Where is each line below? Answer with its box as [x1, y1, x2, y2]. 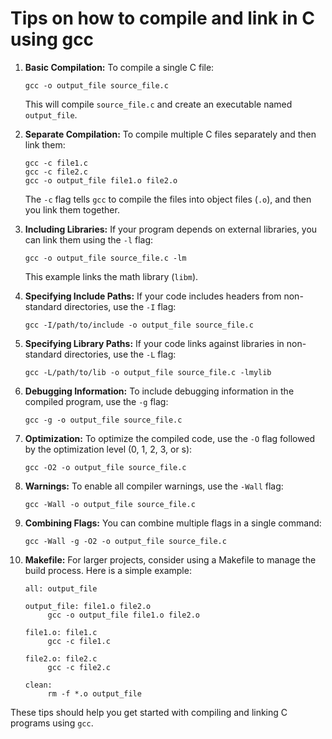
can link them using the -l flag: [24, 233, 154, 246]
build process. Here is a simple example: [24, 564, 192, 576]
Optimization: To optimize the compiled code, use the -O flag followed [24, 432, 316, 444]
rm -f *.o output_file [47, 688, 142, 699]
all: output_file [24, 583, 98, 594]
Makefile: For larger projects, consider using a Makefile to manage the [24, 553, 317, 566]
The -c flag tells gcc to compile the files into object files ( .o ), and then [24, 193, 312, 205]
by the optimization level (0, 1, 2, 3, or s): [24, 443, 193, 455]
